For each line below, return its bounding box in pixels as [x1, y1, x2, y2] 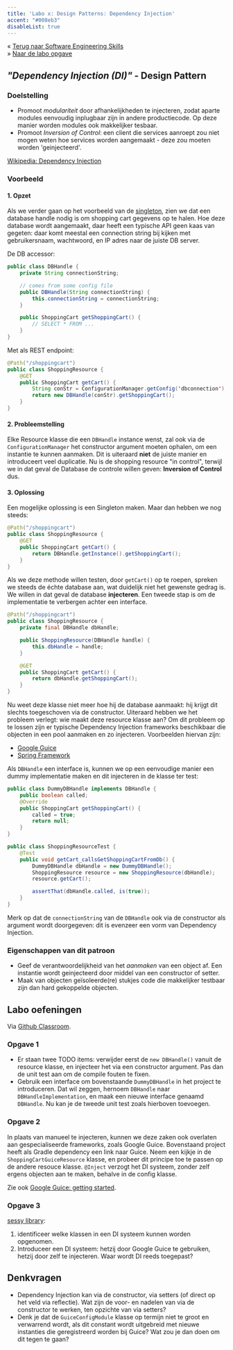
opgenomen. [17, 1237, 54, 1245]
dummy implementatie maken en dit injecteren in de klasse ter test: [7, 772, 199, 781]
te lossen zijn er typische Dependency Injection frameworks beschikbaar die [7, 723, 226, 731]
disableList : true [7, 23, 60, 30]
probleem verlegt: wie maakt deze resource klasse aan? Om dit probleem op [7, 715, 225, 724]
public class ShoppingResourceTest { [7, 843, 116, 850]
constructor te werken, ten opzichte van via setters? [17, 1305, 166, 1314]
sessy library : [7, 1216, 46, 1224]
